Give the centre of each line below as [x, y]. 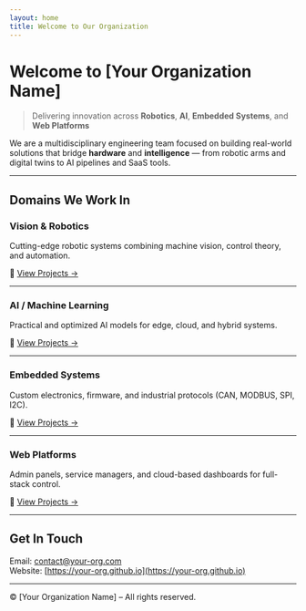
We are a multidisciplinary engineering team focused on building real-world [151, 143]
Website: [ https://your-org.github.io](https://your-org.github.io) [127, 570]
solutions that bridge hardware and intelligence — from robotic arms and [148, 153]
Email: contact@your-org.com [66, 561]
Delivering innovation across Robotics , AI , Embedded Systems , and [160, 116]
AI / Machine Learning [59, 305]
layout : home [34, 18]
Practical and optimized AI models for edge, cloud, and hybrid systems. [143, 326]
